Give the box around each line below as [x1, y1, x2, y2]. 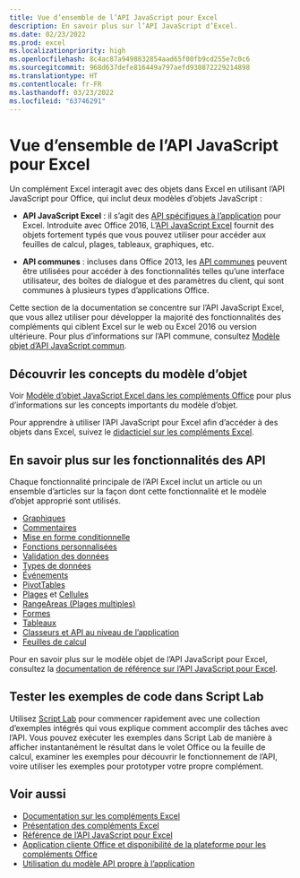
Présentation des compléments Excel [21, 820, 159, 831]
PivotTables [21, 579, 65, 590]
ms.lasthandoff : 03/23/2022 [9, 88, 115, 97]
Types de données [21, 560, 91, 571]
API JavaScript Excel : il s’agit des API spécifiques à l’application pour [21, 211, 281, 221]
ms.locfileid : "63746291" [9, 96, 106, 106]
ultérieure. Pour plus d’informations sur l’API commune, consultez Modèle [9, 331, 280, 341]
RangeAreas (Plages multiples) [21, 598, 136, 609]
